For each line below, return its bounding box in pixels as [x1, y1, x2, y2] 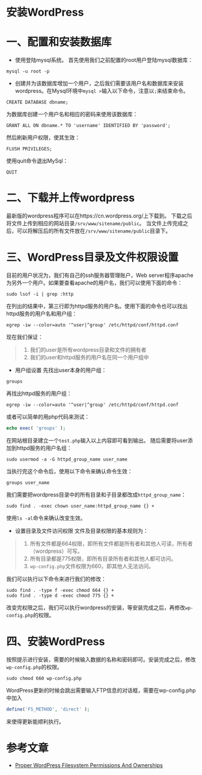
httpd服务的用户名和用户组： [6, 310, 78, 317]
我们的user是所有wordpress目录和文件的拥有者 [29, 346, 147, 353]
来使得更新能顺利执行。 [6, 718, 64, 725]
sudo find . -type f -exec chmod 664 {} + [6, 587, 114, 593]
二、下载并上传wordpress [6, 191, 135, 205]
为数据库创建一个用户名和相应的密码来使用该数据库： [6, 111, 138, 118]
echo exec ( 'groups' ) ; [6, 425, 66, 431]
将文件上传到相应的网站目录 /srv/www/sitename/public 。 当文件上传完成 [6, 220, 183, 227]
